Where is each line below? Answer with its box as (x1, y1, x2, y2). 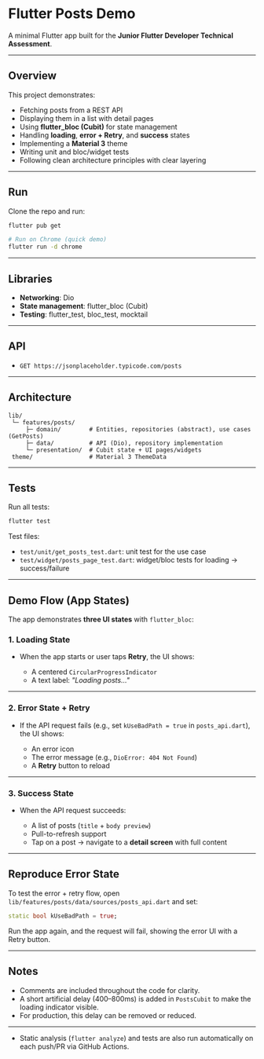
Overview (8, 69, 57, 82)
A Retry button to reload (31, 760, 110, 770)
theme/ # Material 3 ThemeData (11, 453, 167, 460)
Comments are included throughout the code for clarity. (19, 985, 200, 995)
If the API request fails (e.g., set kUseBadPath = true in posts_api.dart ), (19, 720, 251, 730)
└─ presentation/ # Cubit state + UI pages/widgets (25, 445, 202, 454)
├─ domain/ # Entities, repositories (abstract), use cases (25, 425, 251, 433)
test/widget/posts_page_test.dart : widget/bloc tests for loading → (19, 555, 238, 565)
